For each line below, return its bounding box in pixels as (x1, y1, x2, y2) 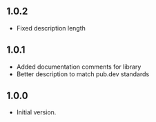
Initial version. (16, 108, 57, 116)
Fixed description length (16, 24, 86, 32)
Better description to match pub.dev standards (16, 69, 150, 78)
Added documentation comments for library (16, 62, 142, 71)
